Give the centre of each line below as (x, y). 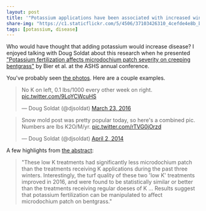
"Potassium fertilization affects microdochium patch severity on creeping (99, 59)
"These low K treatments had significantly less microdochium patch (107, 163)
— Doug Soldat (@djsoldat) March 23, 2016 (76, 109)
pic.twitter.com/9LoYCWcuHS (59, 96)
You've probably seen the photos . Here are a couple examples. (86, 78)
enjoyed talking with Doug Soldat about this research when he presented (98, 53)
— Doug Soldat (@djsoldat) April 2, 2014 (72, 139)
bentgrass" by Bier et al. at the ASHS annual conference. (78, 66)
